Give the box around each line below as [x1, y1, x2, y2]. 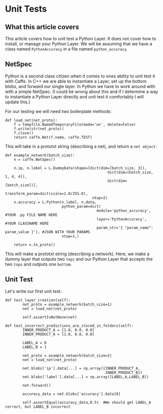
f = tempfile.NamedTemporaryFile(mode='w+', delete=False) [14, 122, 136, 127]
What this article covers [5, 23, 79, 31]
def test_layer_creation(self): [5, 298, 71, 302]
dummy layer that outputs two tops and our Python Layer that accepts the [5, 256, 153, 262]
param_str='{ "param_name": [96, 225, 153, 230]
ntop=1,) [61, 234, 79, 239]
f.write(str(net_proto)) [14, 126, 64, 131]
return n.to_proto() [14, 242, 55, 247]
